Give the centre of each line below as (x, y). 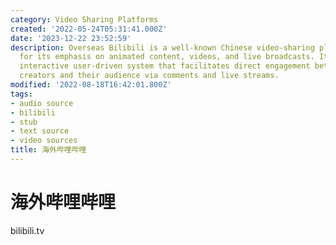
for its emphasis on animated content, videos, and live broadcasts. (167, 57)
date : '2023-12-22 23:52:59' (71, 38)
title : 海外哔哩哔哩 (48, 150)
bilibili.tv (27, 230)
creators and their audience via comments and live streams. (149, 76)
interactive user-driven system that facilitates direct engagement (165, 66)
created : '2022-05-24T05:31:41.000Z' (89, 29)
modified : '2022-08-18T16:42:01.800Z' (91, 85)
